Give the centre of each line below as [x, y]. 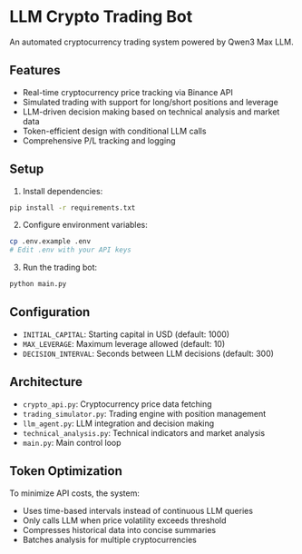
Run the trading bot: [60, 267]
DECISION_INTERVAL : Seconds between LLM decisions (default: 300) [148, 353]
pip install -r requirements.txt [73, 208]
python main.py [38, 284]
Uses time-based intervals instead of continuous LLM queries [138, 510]
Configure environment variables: [85, 225]
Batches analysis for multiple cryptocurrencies [109, 539]
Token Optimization [66, 471]
